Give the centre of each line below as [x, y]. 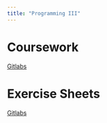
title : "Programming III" [44, 13]
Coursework [43, 47]
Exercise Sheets [53, 94]
